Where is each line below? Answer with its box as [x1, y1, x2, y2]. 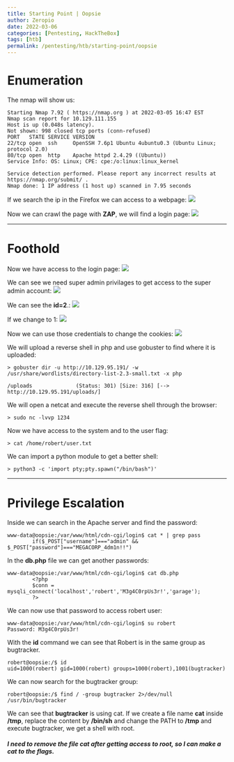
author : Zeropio [7, 17, 54, 24]
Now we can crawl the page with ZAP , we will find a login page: [7, 210, 190, 218]
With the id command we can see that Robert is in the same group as [7, 638, 205, 646]
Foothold [7, 241, 61, 257]
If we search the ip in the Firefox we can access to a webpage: [7, 195, 187, 204]
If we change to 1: [7, 315, 58, 323]
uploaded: [7, 350, 36, 359]
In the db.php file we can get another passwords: [7, 556, 150, 565]
